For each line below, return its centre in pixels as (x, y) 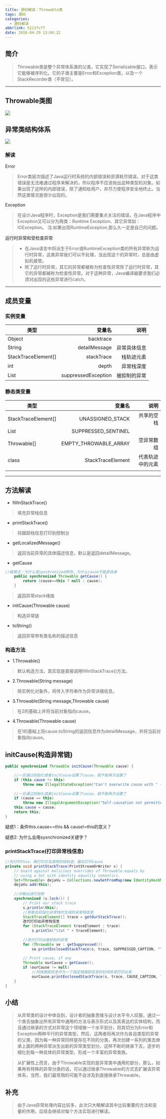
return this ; (27, 812)
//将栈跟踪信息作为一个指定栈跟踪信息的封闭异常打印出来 (82, 972)
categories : (17, 19)
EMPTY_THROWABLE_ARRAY (95, 443)
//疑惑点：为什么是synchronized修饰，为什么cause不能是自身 (61, 572)
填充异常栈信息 (32, 513)
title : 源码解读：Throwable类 (34, 10)
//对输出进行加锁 (29, 894)
